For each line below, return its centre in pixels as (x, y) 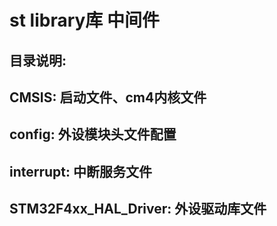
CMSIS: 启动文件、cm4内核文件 (108, 97)
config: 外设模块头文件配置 (93, 134)
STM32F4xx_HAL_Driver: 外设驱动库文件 (138, 209)
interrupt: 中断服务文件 (81, 171)
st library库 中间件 (84, 20)
